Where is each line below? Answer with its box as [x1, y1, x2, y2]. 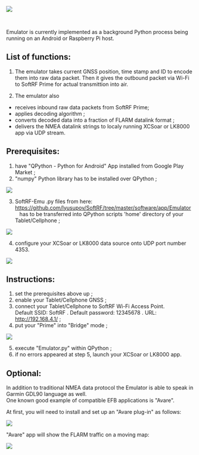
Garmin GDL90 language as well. [6, 391, 87, 398]
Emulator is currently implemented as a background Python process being [6, 29, 188, 35]
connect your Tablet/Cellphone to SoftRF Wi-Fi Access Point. [14, 303, 165, 310]
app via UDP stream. [14, 129, 66, 136]
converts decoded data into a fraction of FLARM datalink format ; [14, 116, 175, 124]
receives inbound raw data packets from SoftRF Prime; [14, 103, 150, 110]
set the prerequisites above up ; [14, 290, 94, 297]
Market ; [14, 168, 36, 176]
